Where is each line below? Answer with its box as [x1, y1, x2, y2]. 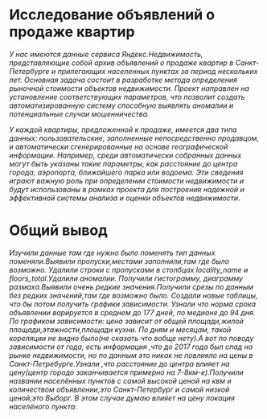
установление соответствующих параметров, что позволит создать [9, 92, 245, 101]
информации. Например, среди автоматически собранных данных [9, 150, 242, 160]
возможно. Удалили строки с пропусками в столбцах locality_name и [9, 265, 249, 274]
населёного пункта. [9, 401, 77, 411]
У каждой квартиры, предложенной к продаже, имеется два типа [9, 125, 237, 134]
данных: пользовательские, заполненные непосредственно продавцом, [9, 133, 260, 142]
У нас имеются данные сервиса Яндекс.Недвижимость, [9, 49, 203, 59]
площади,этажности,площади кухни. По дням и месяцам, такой [9, 324, 232, 335]
